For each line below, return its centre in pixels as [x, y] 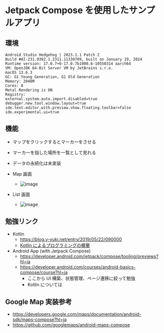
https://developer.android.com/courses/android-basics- [78, 267]
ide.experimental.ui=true [32, 112]
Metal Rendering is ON [29, 90]
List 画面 [21, 194]
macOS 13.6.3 [19, 72]
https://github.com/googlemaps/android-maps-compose [71, 325]
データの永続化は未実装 [37, 163]
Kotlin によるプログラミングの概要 [55, 245]
